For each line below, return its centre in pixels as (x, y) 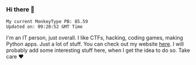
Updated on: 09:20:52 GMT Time (44, 27)
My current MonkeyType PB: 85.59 (47, 22)
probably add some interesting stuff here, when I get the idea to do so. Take (98, 50)
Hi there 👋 (21, 9)
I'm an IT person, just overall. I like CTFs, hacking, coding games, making (95, 38)
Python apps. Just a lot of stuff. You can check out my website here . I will (95, 44)
